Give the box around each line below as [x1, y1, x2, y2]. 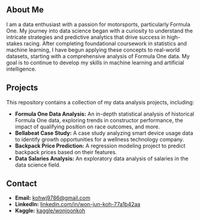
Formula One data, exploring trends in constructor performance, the [14, 116, 183, 123]
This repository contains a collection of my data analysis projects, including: [6, 98, 195, 106]
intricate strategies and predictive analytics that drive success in [6, 33, 166, 41]
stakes [6, 40, 23, 47]
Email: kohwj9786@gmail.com [14, 194, 91, 201]
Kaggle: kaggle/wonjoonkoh [14, 207, 86, 215]
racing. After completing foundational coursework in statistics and [23, 40, 187, 47]
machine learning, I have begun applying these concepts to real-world [6, 46, 180, 53]
